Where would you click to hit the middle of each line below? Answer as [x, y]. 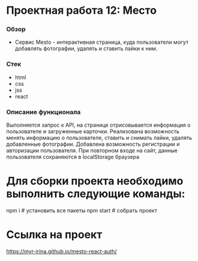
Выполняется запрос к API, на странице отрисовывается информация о [98, 125]
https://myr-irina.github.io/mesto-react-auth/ [61, 251]
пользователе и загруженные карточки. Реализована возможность [93, 131]
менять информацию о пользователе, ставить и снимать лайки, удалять [99, 138]
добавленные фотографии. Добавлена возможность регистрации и [93, 144]
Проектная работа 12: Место [82, 10]
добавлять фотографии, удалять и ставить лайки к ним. [86, 49]
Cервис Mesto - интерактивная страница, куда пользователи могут [102, 42]
